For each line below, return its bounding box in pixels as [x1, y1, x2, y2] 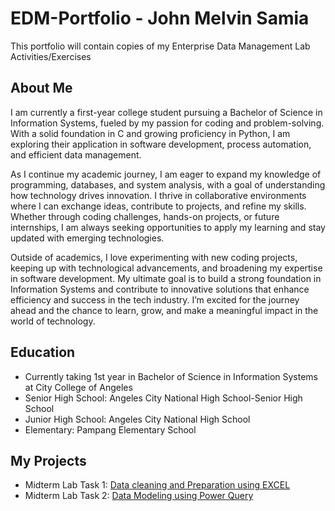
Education [10, 344, 76, 361]
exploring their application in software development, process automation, [10, 138, 312, 150]
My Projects [10, 452, 87, 469]
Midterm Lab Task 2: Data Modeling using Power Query [24, 490, 254, 502]
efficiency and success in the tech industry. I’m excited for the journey [10, 293, 300, 306]
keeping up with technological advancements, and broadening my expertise [10, 262, 323, 274]
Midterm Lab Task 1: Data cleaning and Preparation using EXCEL [24, 479, 291, 491]
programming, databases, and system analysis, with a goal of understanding [10, 178, 326, 191]
